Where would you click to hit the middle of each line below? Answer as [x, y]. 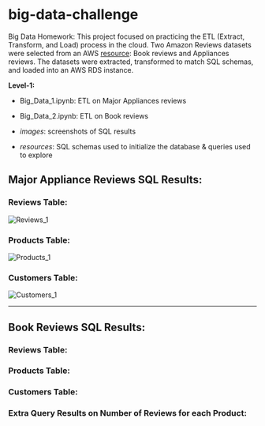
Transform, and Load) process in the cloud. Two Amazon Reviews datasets [130, 44]
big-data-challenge [73, 15]
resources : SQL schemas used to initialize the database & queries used [135, 146]
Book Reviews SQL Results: [77, 327]
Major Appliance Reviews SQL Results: [105, 180]
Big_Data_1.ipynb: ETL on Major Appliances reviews [103, 100]
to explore [36, 155]
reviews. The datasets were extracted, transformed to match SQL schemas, [131, 62]
